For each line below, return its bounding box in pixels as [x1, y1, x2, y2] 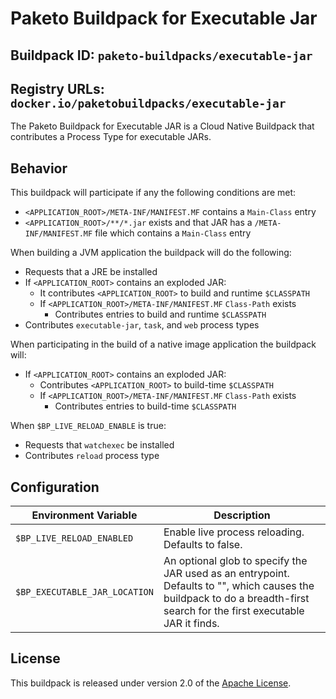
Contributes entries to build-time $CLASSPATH [54, 400, 237, 412]
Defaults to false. [163, 538, 243, 552]
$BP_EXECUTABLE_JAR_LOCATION [15, 587, 154, 598]
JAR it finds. [163, 617, 220, 631]
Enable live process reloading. [163, 525, 305, 539]
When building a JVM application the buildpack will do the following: [10, 247, 292, 259]
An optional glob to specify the [163, 554, 308, 568]
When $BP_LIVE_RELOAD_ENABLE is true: [10, 420, 167, 432]
